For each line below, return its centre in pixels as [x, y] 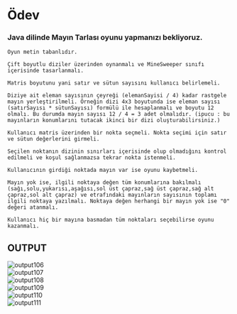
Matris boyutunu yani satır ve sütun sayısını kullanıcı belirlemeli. [114, 83]
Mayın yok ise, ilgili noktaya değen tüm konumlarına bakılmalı [104, 183]
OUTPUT [27, 248]
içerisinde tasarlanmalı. [45, 71]
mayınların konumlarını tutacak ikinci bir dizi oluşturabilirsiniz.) [114, 121]
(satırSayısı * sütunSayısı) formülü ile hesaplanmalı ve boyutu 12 [111, 108]
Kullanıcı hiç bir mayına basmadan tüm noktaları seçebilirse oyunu [111, 220]
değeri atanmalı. [33, 207]
